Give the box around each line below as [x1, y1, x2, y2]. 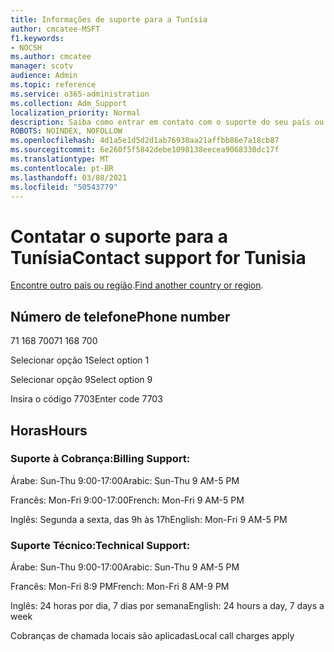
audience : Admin [10, 71, 78, 81]
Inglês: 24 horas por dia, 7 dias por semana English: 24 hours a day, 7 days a [10, 600, 325, 612]
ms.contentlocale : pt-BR [10, 163, 114, 173]
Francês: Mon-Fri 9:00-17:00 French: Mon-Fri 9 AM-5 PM [10, 494, 245, 506]
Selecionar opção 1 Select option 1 [10, 354, 150, 366]
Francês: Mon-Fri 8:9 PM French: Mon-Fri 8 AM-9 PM [10, 581, 230, 593]
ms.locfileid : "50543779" [10, 182, 118, 192]
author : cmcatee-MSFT [10, 24, 101, 34]
